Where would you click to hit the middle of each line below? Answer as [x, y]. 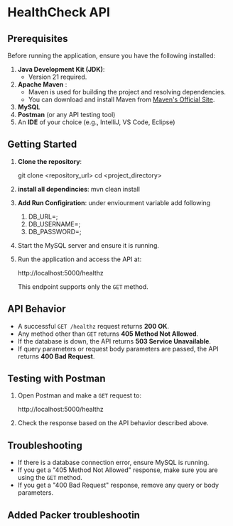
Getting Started [42, 144]
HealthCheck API [59, 12]
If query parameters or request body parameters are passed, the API [118, 349]
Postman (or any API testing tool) [66, 115]
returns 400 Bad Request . [56, 356]
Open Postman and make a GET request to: [80, 395]
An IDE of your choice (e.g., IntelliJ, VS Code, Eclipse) [96, 122]
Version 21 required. [58, 77]
